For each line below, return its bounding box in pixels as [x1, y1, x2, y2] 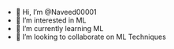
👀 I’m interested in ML [15, 16, 87, 25]
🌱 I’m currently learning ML [15, 24, 104, 33]
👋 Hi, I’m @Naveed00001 [15, 8, 97, 16]
